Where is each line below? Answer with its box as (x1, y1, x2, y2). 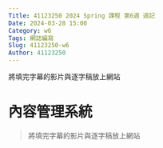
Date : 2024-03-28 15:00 (8, 19, 88, 27)
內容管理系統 (8, 103, 93, 121)
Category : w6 (8, 26, 52, 34)
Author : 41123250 (8, 49, 66, 57)
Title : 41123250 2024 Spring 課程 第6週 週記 (8, 11, 156, 20)
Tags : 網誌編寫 (8, 34, 54, 42)
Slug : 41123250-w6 (8, 42, 70, 50)
